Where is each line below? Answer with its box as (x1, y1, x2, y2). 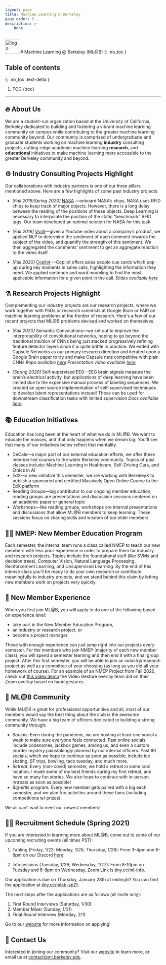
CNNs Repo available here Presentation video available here (12, 359, 136, 365)
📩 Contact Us (5, 936, 46, 944)
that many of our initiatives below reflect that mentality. (5, 442, 118, 448)
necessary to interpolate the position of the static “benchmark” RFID (12, 213, 152, 219)
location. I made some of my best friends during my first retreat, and (12, 769, 152, 774)
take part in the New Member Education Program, (12, 621, 114, 628)
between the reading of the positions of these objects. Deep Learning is (12, 208, 159, 214)
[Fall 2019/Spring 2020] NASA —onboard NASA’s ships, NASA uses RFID (12, 197, 161, 203)
